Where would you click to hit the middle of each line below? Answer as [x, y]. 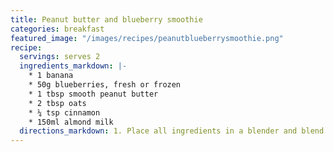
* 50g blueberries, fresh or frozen [105, 85]
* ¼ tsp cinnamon [64, 112]
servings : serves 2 [60, 57]
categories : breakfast [57, 29]
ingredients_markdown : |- [73, 66]
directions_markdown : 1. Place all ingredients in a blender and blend [172, 131]
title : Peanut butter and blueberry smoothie [106, 19]
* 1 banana [51, 76]
